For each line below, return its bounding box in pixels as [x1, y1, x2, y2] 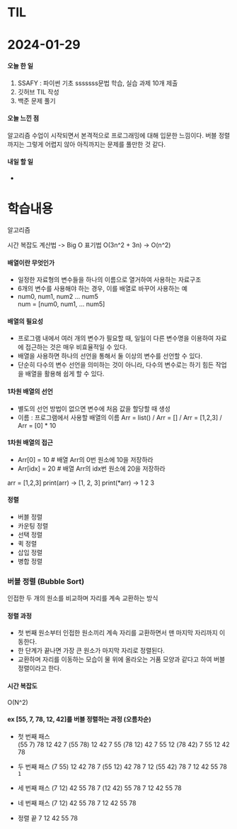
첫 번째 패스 [17, 732, 51, 740]
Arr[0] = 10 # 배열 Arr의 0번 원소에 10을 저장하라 [17, 455, 154, 463]
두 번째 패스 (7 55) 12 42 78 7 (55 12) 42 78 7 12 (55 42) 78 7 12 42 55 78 [17, 762, 228, 771]
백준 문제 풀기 [17, 97, 56, 105]
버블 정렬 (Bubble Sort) [7, 576, 85, 586]
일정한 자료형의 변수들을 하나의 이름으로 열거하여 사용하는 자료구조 [17, 275, 202, 284]
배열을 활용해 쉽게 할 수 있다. [25, 370, 105, 378]
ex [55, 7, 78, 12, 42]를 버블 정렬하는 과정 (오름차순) [7, 715, 151, 724]
